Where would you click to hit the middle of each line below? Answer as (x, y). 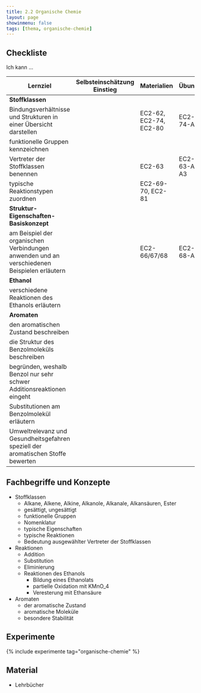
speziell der (25, 446)
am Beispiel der (31, 233)
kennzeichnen (29, 149)
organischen (27, 241)
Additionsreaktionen (38, 389)
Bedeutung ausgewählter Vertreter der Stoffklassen (87, 541)
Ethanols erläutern (35, 305)
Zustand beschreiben (39, 332)
